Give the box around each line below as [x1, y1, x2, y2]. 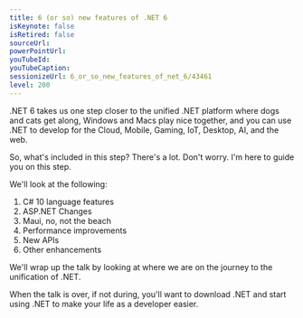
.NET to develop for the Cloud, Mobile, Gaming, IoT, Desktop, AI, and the [9, 124, 279, 136]
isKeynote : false [9, 22, 75, 31]
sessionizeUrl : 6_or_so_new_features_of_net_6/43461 [9, 72, 213, 81]
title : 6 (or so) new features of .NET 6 [9, 13, 168, 23]
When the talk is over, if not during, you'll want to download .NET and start [9, 288, 287, 299]
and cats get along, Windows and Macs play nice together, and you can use [9, 115, 292, 126]
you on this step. [9, 161, 71, 172]
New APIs [22, 234, 60, 245]
